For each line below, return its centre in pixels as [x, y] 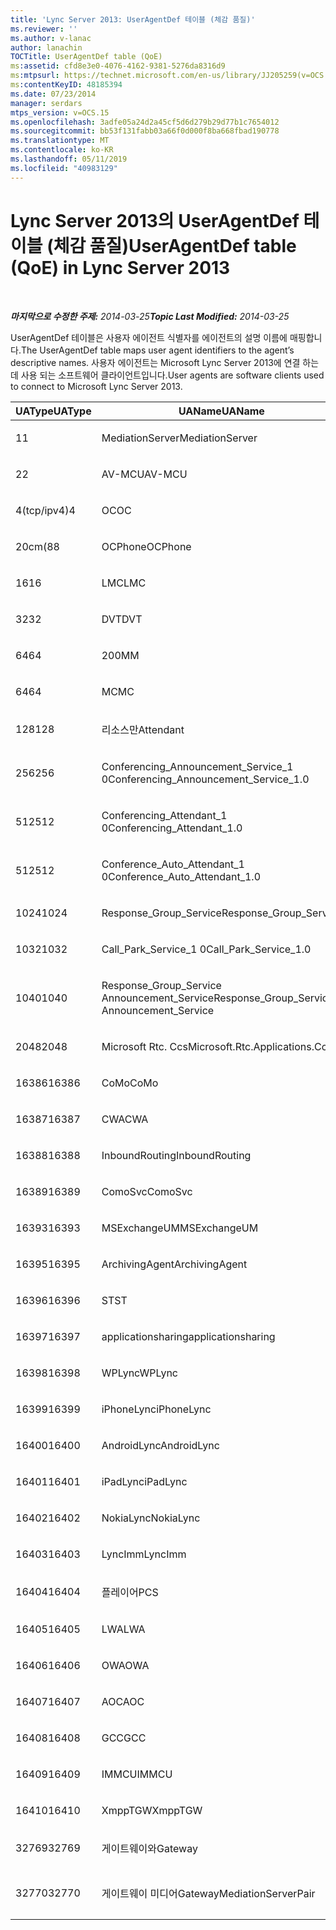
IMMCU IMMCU [137, 1774]
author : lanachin [46, 47]
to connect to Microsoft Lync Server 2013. [96, 386]
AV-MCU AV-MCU [144, 474]
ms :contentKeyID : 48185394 [66, 85]
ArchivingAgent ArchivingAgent [174, 1264]
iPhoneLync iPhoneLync [156, 1409]
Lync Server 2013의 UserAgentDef [155, 220]
